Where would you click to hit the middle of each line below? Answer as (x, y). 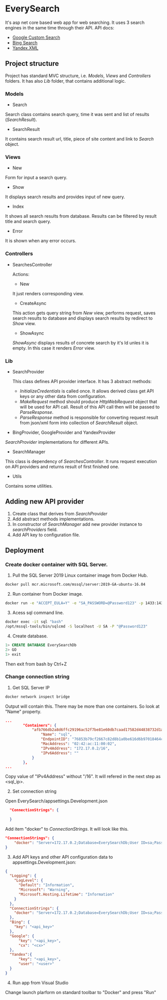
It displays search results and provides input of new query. (65, 197)
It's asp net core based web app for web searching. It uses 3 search (75, 22)
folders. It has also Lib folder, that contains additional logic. (65, 81)
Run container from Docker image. (47, 594)
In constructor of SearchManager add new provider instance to (77, 524)
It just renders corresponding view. (48, 293)
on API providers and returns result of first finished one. (62, 467)
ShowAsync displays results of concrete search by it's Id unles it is (81, 343)
